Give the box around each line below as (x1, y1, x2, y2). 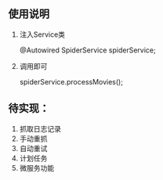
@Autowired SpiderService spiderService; (19, 45, 156, 55)
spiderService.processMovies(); (19, 77, 124, 86)
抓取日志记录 (19, 124, 61, 133)
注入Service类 (19, 30, 65, 39)
